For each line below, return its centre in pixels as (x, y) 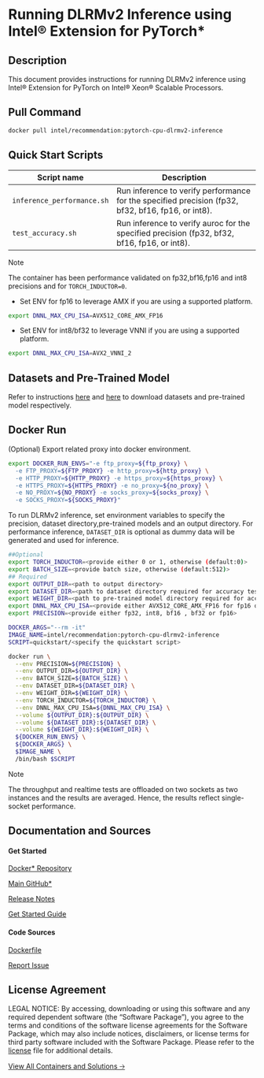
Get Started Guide (37, 914)
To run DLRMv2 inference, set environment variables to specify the (117, 515)
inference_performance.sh (60, 200)
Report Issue (29, 965)
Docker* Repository (40, 868)
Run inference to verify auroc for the (183, 223)
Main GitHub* (30, 883)
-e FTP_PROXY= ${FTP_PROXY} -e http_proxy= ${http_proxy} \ (112, 470)
